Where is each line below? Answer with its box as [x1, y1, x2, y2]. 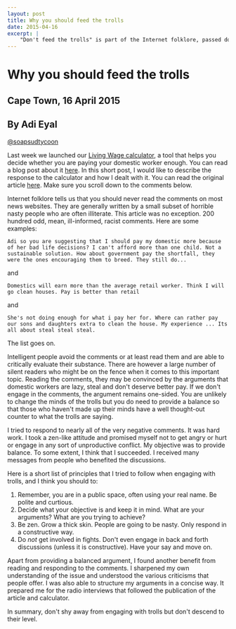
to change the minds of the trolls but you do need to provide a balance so [7, 397, 220, 406]
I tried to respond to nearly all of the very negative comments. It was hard [7, 426, 220, 434]
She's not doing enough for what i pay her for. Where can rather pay [7, 314, 218, 321]
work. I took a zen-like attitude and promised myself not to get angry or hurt [7, 433, 227, 441]
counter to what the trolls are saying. [7, 412, 114, 420]
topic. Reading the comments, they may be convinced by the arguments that [7, 375, 228, 383]
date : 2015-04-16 [7, 23, 58, 30]
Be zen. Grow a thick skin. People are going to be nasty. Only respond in [17, 520, 227, 529]
